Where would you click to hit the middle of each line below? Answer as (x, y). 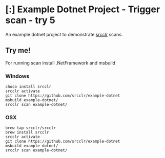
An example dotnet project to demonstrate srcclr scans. (64, 34)
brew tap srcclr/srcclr (31, 128)
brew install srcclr (27, 132)
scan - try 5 (30, 20)
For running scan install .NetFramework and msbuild (60, 63)
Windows (17, 76)
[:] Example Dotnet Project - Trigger (83, 9)
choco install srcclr (28, 87)
